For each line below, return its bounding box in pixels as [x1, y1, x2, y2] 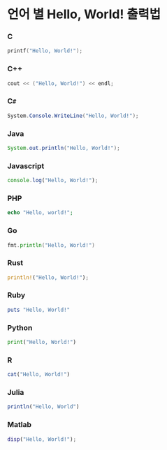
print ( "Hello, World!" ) [7, 339, 77, 346]
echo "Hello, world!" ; [7, 209, 73, 216]
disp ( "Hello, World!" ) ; [7, 435, 77, 443]
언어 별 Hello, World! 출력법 [7, 6, 161, 22]
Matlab [7, 420, 32, 430]
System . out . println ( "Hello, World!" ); [7, 144, 120, 151]
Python [7, 322, 33, 332]
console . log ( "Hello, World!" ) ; [7, 177, 99, 184]
